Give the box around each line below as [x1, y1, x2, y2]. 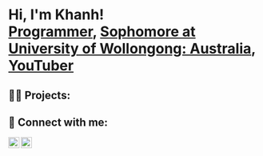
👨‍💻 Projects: [8, 88, 70, 102]
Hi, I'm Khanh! [8, 6, 105, 24]
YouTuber [8, 57, 74, 75]
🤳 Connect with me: [8, 115, 108, 129]
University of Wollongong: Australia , [8, 40, 256, 58]
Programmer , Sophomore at [8, 22, 196, 41]
